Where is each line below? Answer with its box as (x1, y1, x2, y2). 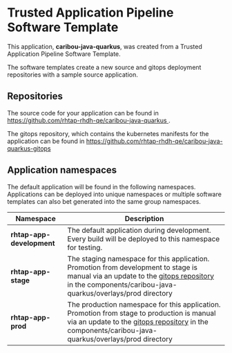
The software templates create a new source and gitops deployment (7, 63, 202, 71)
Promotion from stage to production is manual (67, 308, 216, 318)
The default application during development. (67, 225, 211, 235)
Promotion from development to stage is (67, 263, 198, 272)
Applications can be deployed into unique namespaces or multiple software (7, 190, 222, 198)
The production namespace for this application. (67, 299, 221, 309)
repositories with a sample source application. (7, 70, 138, 79)
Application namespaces (7, 164, 117, 176)
